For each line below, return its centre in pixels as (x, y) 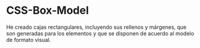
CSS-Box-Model (47, 10)
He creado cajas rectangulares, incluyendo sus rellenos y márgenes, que (96, 27)
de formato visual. (29, 40)
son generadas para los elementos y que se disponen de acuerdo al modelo (100, 33)
